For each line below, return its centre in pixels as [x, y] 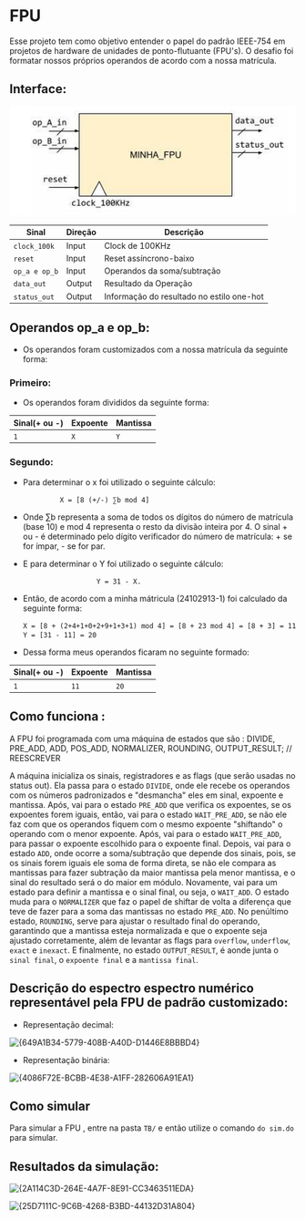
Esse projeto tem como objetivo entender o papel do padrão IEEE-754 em [147, 41]
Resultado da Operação [148, 284]
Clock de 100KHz [137, 245]
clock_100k [34, 246]
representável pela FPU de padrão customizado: [149, 1003]
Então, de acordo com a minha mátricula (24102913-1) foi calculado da [155, 598]
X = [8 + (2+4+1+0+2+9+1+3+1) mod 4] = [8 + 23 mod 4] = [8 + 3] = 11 [159, 626]
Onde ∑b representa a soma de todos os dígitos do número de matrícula [158, 517]
